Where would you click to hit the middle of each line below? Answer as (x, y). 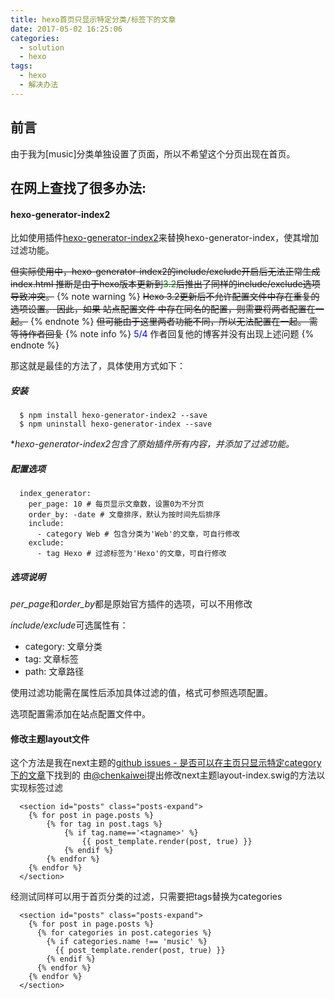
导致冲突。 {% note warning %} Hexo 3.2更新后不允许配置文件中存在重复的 (165, 297)
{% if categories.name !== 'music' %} (127, 942)
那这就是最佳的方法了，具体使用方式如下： (98, 366)
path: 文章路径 (54, 672)
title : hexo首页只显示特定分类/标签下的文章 (93, 19)
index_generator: (55, 494)
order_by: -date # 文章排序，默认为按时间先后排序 (124, 515)
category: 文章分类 (63, 647)
